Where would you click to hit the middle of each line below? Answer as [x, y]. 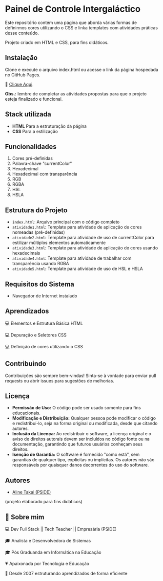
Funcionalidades [31, 146]
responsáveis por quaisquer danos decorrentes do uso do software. [81, 465]
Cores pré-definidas [32, 158]
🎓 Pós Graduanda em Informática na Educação [53, 552]
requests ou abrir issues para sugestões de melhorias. [60, 380]
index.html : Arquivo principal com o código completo [66, 222]
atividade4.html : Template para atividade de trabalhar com [72, 258]
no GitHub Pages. [23, 75]
